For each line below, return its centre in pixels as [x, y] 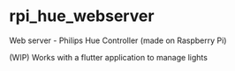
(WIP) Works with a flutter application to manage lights [108, 57]
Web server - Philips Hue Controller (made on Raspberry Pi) [118, 40]
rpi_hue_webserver [82, 16]
